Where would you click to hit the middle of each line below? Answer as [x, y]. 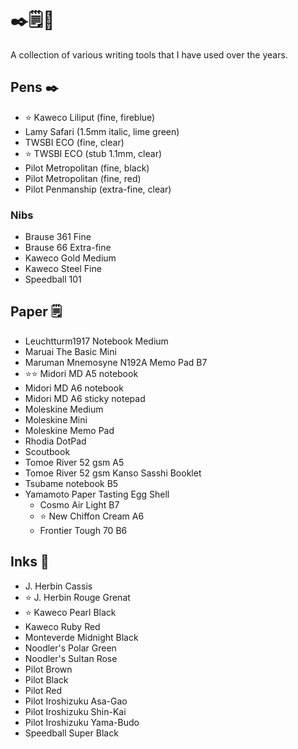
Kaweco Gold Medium [70, 258]
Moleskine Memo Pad [69, 430]
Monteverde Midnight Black [81, 637]
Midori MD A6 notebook [74, 388]
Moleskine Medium [64, 409]
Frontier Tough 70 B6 [83, 530]
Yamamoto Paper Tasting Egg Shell [97, 494]
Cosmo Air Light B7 [79, 504]
